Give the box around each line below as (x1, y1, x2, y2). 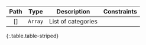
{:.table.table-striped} (6, 32, 59, 39)
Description (56, 8, 90, 15)
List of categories (49, 18, 98, 25)
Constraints (103, 8, 137, 15)
